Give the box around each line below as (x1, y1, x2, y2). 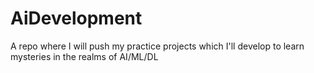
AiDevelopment (10, 7, 143, 30)
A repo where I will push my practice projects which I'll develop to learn (10, 40, 305, 52)
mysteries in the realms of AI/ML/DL (10, 50, 159, 62)
